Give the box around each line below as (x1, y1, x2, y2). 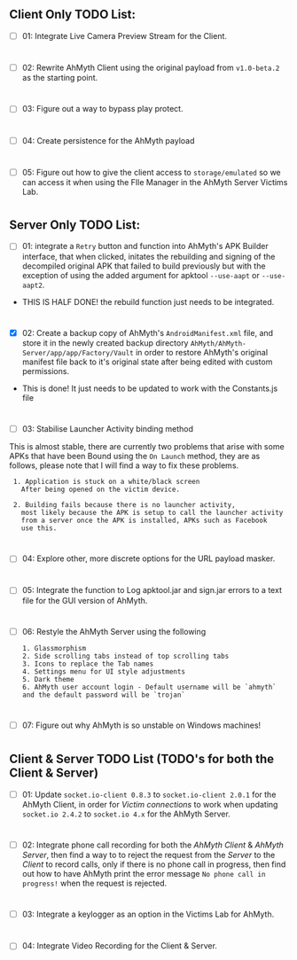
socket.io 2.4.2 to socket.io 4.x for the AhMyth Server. (21, 808, 231, 819)
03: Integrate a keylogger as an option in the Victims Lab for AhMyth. (21, 909, 275, 920)
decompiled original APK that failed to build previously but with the (21, 261, 266, 271)
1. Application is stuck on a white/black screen (12, 478, 200, 487)
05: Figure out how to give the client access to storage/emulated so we (21, 167, 281, 177)
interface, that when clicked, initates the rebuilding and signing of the (21, 251, 276, 261)
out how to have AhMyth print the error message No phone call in (21, 868, 266, 878)
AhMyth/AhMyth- (190, 339, 246, 348)
